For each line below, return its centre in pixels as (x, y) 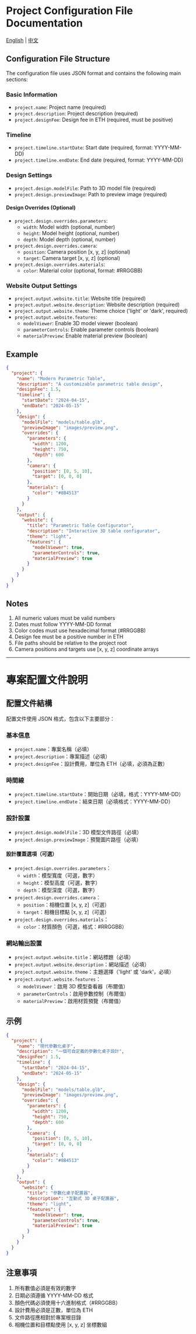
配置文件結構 (29, 703)
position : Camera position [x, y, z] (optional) (77, 252)
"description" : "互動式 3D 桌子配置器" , (73, 1199)
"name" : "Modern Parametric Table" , (61, 378)
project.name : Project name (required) (60, 107)
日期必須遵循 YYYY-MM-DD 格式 (54, 1295)
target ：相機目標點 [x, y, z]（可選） (66, 912)
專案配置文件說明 (47, 680)
